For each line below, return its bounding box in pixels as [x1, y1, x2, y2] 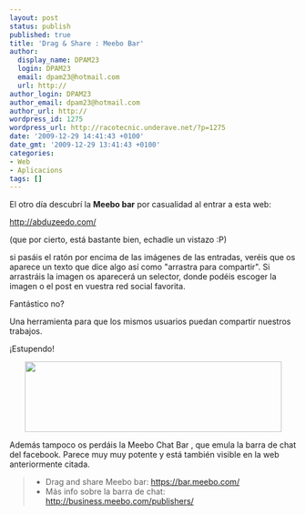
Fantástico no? [9, 298, 66, 309]
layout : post [9, 13, 59, 23]
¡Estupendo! [9, 343, 55, 355]
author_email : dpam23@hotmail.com [9, 97, 141, 107]
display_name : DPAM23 [17, 56, 100, 65]
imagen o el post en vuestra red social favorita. [9, 281, 186, 292]
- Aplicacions [9, 166, 64, 175]
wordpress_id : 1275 [9, 115, 84, 124]
